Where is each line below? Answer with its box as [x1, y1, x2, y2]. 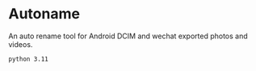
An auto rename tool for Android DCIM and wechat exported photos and [8, 31, 248, 41]
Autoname [8, 5, 81, 23]
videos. [8, 39, 33, 49]
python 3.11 [8, 55, 48, 63]
